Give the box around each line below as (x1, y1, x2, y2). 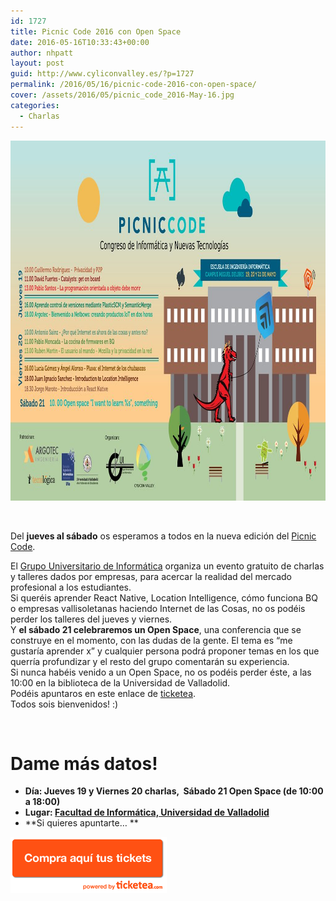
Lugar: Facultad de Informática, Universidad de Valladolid (24, 806, 270, 819)
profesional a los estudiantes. (10, 581, 132, 593)
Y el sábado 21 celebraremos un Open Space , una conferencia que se (10, 623, 302, 635)
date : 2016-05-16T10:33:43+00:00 (10, 37, 150, 47)
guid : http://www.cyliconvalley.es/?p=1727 (10, 69, 195, 79)
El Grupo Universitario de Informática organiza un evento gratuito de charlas (10, 560, 325, 572)
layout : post (10, 58, 65, 69)
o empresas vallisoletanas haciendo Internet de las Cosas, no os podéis (10, 602, 306, 614)
